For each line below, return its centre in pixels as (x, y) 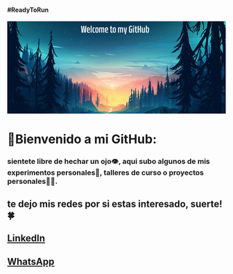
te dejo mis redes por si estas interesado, (98, 204)
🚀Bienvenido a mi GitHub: (82, 139)
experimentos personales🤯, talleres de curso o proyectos (106, 173)
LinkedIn (26, 238)
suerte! (207, 204)
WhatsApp (31, 262)
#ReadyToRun (28, 10)
